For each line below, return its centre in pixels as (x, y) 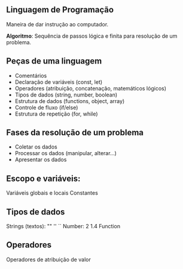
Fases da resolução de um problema (75, 133)
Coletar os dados (36, 147)
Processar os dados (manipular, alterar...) (65, 153)
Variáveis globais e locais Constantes (52, 193)
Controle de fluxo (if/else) (46, 107)
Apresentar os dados (41, 160)
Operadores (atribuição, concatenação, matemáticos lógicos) (90, 88)
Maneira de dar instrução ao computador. (57, 24)
